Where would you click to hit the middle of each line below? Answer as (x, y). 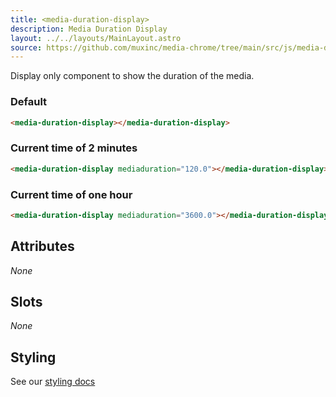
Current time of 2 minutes (74, 148)
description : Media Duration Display (89, 29)
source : (26, 47)
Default (29, 102)
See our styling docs (53, 382)
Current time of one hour (71, 194)
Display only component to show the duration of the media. (132, 76)
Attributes (42, 246)
